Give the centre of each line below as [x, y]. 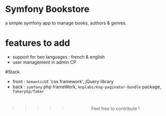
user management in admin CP [44, 62]
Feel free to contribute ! [115, 109]
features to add [38, 43]
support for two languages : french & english [59, 57]
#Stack [13, 72]
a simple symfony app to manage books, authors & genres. [66, 23]
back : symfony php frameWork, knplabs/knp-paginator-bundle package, [87, 87]
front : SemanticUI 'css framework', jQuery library [63, 81]
